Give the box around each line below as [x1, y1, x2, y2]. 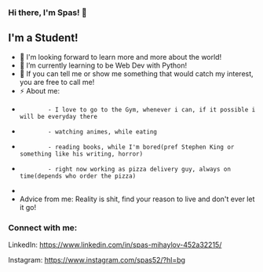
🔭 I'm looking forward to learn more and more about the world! [19, 52, 222, 61]
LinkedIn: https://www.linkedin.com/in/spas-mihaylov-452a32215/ [8, 240, 222, 250]
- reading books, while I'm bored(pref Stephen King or [48, 143, 235, 151]
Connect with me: [8, 222, 78, 233]
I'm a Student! [8, 31, 79, 45]
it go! [19, 202, 37, 211]
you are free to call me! [19, 77, 95, 86]
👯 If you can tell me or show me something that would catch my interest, [19, 68, 254, 78]
